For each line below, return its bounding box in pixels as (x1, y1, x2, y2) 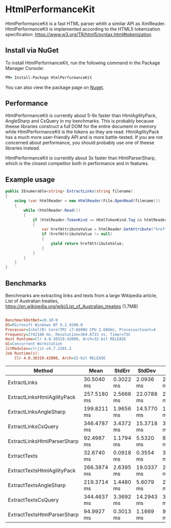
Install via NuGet (5, 46, 59, 55)
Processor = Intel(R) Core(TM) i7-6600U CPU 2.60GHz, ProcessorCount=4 (5, 327, 156, 332)
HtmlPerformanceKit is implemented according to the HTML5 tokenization (5, 26, 160, 32)
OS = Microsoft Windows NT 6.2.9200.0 (5, 322, 83, 327)
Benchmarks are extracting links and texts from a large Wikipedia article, (5, 292, 158, 298)
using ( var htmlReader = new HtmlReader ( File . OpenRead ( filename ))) (14, 198, 160, 203)
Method (34, 367, 53, 374)
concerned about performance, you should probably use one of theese (5, 139, 154, 146)
